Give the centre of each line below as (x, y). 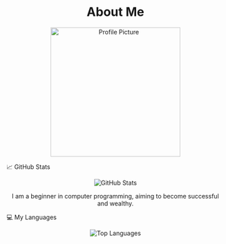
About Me (115, 12)
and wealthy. (115, 203)
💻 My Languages (31, 217)
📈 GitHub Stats (28, 167)
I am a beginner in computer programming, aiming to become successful (115, 196)
